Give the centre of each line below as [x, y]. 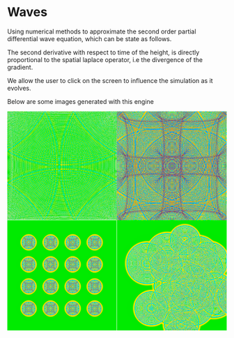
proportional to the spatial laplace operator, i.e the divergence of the [105, 59]
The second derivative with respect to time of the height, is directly [103, 52]
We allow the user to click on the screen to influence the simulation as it [110, 80]
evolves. [19, 88]
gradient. [20, 67]
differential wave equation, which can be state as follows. [89, 38]
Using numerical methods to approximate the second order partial [102, 31]
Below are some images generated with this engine [81, 101]
